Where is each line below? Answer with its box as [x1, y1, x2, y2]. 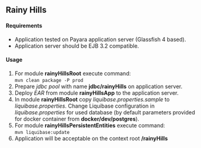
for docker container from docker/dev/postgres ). [14, 115, 140, 122]
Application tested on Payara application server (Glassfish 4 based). [14, 35, 186, 43]
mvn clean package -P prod [14, 77, 84, 83]
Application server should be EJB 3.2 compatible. [14, 42, 139, 50]
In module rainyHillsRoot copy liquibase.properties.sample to [14, 95, 170, 103]
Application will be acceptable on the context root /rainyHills [14, 135, 169, 142]
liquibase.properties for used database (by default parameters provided [14, 108, 196, 116]
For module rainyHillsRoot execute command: [14, 70, 131, 77]
